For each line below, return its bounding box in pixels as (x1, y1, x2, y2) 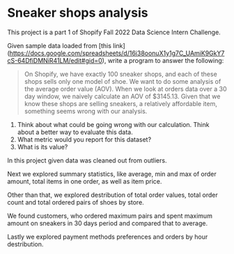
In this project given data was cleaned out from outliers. (7, 156, 167, 165)
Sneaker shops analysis (7, 5, 148, 21)
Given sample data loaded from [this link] (7, 41, 125, 50)
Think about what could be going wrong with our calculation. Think (17, 120, 210, 128)
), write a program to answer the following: (102, 56, 224, 64)
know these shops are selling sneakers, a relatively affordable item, (24, 99, 217, 107)
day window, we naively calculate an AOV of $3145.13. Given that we (24, 92, 221, 100)
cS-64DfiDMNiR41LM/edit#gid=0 (7, 56, 102, 64)
